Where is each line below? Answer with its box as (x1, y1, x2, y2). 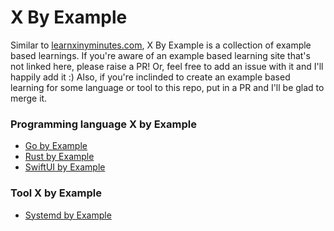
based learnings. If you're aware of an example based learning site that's (10, 49, 311, 61)
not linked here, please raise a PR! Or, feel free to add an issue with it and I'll (10, 60, 324, 72)
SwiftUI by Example (24, 161, 106, 173)
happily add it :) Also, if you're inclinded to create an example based (10, 71, 291, 83)
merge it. (10, 92, 48, 104)
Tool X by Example (10, 186, 103, 200)
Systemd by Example (24, 209, 112, 221)
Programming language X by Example (10, 117, 197, 131)
